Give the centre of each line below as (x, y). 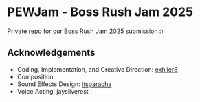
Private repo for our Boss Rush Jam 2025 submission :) (85, 31)
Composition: (36, 76)
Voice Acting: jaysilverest (53, 91)
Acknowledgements (51, 53)
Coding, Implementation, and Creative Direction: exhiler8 (97, 69)
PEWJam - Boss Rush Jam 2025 (100, 12)
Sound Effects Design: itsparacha (64, 84)
